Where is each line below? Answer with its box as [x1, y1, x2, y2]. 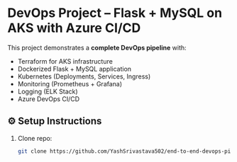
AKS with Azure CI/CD [7, 20, 141, 36]
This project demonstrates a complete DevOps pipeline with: [7, 43, 187, 52]
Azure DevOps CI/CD [17, 94, 80, 103]
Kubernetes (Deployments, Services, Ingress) [17, 72, 151, 81]
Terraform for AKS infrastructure [17, 57, 114, 65]
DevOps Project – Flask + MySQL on [7, 5, 222, 21]
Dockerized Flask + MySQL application [17, 64, 132, 73]
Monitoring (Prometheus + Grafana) [17, 79, 123, 88]
